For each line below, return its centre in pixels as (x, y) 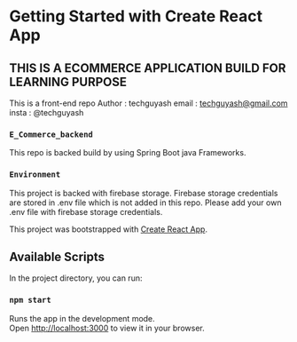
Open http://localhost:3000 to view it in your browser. (107, 328)
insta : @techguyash (47, 112)
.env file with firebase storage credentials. (86, 211)
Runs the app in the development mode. (82, 318)
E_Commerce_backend (51, 134)
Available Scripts (57, 256)
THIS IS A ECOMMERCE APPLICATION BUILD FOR (148, 68)
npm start (30, 300)
